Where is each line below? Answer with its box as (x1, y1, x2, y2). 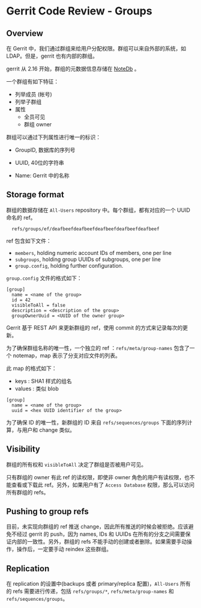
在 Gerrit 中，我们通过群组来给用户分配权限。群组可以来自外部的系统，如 (6, 45, 187, 52)
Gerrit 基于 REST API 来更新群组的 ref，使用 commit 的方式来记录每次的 (6, 324, 183, 331)
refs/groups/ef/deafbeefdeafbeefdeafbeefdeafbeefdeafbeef (11, 226, 160, 232)
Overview (6, 28, 44, 38)
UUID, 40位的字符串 (14, 159, 64, 166)
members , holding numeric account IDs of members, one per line (14, 249, 172, 256)
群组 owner (23, 121, 52, 127)
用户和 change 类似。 (22, 426, 76, 434)
